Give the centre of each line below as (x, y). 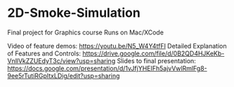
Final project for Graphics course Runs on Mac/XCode (85, 32)
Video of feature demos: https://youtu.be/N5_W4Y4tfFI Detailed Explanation (117, 46)
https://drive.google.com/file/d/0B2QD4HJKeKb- (154, 53)
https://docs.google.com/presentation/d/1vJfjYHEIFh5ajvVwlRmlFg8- (107, 68)
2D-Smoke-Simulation (74, 13)
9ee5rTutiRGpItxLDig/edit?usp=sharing (64, 76)
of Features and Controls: (44, 53)
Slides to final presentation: (157, 60)
